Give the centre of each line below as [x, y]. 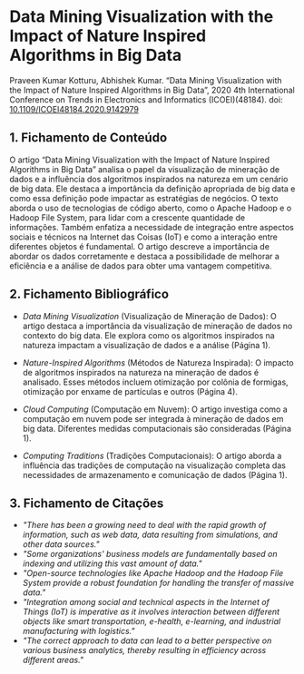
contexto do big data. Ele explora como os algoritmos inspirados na [148, 335]
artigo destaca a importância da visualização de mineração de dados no [157, 326]
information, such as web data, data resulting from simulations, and [150, 535]
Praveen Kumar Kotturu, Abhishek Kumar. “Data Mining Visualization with [146, 80]
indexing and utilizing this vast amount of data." [112, 563]
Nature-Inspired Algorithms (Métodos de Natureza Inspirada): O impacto [158, 362]
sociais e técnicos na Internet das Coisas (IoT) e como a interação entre [144, 237]
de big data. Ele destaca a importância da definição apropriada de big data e [152, 189]
